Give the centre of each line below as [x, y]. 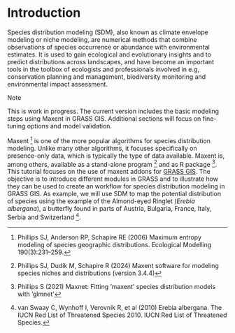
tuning [16, 126]
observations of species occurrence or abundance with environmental [108, 47]
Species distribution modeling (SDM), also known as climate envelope [108, 32]
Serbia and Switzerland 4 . [44, 216]
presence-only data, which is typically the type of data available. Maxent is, [116, 156]
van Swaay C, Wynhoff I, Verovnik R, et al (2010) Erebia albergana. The [120, 307]
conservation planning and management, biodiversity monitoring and [107, 76]
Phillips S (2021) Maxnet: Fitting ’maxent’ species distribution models [116, 286]
